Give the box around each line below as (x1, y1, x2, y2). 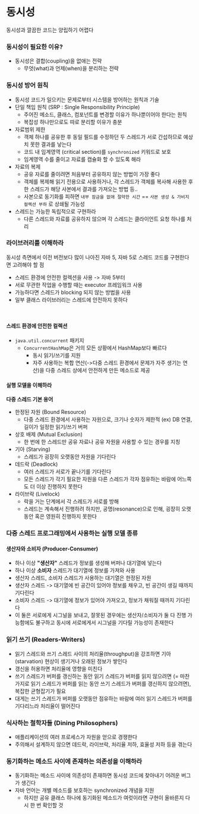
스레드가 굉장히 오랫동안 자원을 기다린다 (23, 453, 116, 460)
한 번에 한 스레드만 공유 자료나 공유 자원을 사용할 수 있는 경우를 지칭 (23, 438, 181, 445)
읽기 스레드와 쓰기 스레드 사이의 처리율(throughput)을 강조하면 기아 (14, 650, 171, 657)
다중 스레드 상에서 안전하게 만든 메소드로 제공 (45, 367, 150, 374)
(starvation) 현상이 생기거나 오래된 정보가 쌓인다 (14, 657, 128, 665)
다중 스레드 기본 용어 (6, 396, 53, 403)
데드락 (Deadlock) (14, 460, 58, 468)
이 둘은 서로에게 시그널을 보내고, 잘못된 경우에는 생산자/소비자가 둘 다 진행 (14, 612, 187, 619)
